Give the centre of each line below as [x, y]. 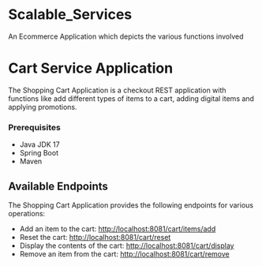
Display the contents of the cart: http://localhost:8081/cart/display [127, 245]
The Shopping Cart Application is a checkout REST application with [117, 90]
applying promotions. [43, 107]
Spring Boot [39, 153]
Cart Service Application [91, 68]
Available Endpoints [58, 186]
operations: [27, 213]
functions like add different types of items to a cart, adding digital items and [131, 98]
